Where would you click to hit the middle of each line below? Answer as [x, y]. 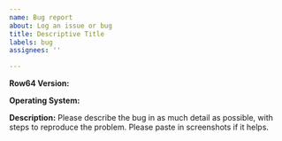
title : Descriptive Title [57, 34]
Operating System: [45, 101]
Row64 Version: [39, 83]
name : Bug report [41, 17]
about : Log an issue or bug [61, 26]
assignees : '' [35, 51]
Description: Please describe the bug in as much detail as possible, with [141, 118]
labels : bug [31, 42]
